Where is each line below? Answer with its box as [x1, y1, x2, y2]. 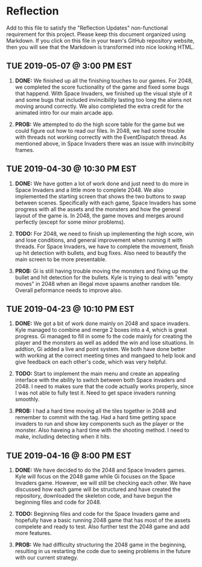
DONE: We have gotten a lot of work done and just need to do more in [14, 180, 189, 187]
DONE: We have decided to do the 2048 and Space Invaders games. [14, 466, 186, 474]
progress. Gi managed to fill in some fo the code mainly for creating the [14, 333, 192, 340]
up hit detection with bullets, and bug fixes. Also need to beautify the [14, 249, 187, 256]
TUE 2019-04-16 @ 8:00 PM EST [6, 451, 131, 461]
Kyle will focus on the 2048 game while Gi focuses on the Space [14, 473, 175, 480]
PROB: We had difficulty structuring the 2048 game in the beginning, [14, 541, 187, 548]
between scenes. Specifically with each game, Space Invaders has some [14, 199, 197, 206]
